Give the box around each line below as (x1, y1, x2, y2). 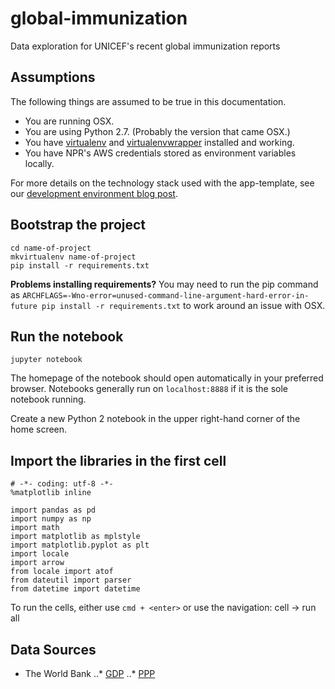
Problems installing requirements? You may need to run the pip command (10, 278, 319, 290)
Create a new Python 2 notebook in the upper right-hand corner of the (10, 413, 301, 425)
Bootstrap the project (10, 217, 147, 234)
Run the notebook (10, 328, 124, 345)
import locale (10, 549, 70, 559)
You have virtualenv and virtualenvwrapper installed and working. (24, 136, 295, 148)
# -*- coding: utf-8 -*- (10, 479, 114, 489)
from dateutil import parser (10, 575, 132, 586)
